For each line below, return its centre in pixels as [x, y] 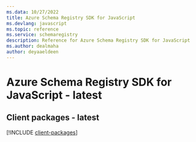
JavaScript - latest [54, 95]
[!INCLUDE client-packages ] [42, 132]
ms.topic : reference [33, 29]
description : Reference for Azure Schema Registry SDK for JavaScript [98, 40]
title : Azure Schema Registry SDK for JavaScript [71, 18]
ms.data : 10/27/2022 [33, 12]
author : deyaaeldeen [33, 52]
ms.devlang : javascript [37, 23]
